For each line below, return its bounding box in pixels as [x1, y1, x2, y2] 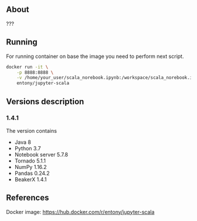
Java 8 [14, 139, 31, 146]
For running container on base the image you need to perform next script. [6, 53, 184, 60]
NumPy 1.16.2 [14, 163, 47, 170]
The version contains [6, 127, 57, 134]
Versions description [6, 96, 84, 106]
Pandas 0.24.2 [14, 170, 50, 177]
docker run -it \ [6, 64, 49, 70]
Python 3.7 [14, 144, 41, 151]
